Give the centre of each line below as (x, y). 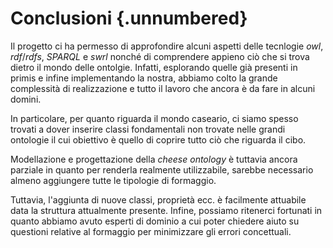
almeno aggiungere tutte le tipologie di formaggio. (113, 180)
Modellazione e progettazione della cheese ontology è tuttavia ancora (154, 159)
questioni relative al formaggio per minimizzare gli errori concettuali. (151, 231)
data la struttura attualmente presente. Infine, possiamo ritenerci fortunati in (166, 210)
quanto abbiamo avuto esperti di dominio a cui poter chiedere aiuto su (155, 221)
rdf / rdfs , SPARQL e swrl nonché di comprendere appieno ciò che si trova (160, 56)
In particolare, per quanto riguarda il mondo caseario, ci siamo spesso (154, 118)
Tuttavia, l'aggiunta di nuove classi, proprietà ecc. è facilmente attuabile (158, 199)
